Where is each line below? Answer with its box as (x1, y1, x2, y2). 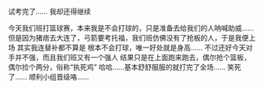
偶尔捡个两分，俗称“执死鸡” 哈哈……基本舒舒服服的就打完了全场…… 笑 (8, 62, 235, 72)
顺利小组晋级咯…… (28, 73, 89, 81)
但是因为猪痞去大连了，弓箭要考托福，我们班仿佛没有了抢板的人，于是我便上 (8, 34, 256, 42)
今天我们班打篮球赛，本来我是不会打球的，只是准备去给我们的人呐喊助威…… (8, 23, 254, 33)
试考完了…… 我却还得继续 (8, 7, 92, 16)
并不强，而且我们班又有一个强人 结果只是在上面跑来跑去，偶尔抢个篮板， (14, 53, 251, 62)
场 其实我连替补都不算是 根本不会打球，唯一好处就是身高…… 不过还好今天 (8, 43, 247, 52)
